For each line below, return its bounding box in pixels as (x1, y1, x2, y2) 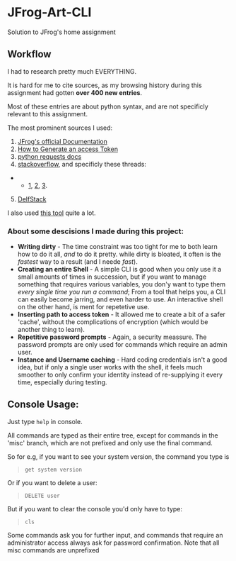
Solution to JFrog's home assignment (7, 28, 116, 36)
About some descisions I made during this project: (7, 226, 184, 236)
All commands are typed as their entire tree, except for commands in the (7, 431, 218, 440)
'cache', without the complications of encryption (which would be (17, 318, 208, 326)
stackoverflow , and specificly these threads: (17, 160, 147, 168)
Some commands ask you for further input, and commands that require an (7, 531, 223, 539)
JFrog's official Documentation (17, 137, 107, 145)
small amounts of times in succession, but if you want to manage (17, 272, 207, 281)
